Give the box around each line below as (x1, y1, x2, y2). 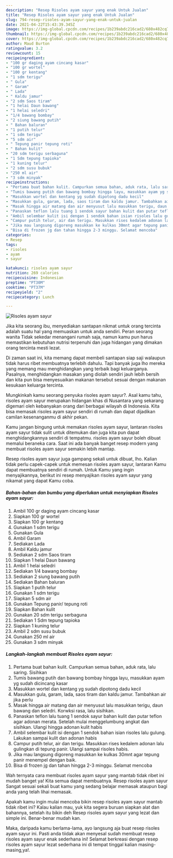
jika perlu (13, 697, 33, 703)
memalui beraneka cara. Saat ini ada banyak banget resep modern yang (6, 441, 158, 447)
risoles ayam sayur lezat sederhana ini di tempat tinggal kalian (6, 842, 138, 848)
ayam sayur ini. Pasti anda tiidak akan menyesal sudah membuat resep (6, 831, 156, 837)
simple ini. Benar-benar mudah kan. (6, 815, 81, 821)
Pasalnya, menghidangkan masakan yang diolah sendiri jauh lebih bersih (6, 371, 160, 377)
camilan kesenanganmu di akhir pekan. (6, 414, 89, 420)
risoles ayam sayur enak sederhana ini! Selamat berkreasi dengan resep (6, 836, 159, 842)
